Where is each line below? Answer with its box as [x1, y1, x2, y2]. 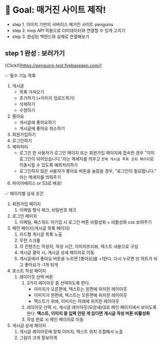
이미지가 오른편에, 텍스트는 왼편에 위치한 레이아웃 [33, 286, 128, 292]
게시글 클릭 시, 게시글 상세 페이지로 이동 [19, 249, 95, 255]
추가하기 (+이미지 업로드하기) [19, 95, 75, 101]
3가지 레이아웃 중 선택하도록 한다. [26, 280, 91, 286]
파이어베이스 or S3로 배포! [12, 180, 62, 186]
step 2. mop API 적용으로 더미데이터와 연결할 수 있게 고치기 [12, 27, 126, 33]
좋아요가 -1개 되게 [24, 261, 58, 268]
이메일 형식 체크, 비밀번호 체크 [19, 207, 77, 213]
